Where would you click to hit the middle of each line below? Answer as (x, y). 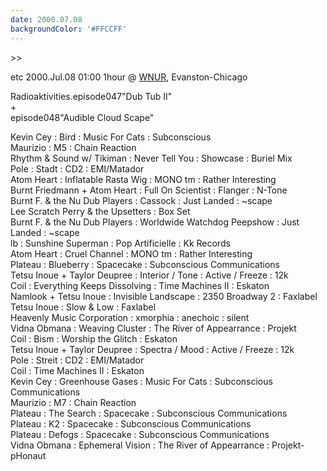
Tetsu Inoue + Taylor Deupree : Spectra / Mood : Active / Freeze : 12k (152, 349)
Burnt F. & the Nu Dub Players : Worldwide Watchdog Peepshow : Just (155, 222)
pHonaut (28, 455)
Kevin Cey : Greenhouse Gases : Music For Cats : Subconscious (141, 381)
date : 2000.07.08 (46, 19)
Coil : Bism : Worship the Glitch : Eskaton (94, 338)
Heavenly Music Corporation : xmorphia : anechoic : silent (130, 317)
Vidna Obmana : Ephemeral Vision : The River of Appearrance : (140, 445)
